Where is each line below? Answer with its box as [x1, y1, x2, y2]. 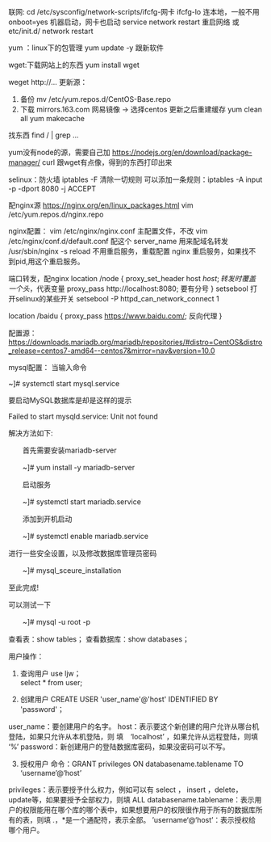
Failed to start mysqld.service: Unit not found [8, 411, 159, 421]
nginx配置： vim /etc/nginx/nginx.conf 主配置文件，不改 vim [8, 226, 208, 236]
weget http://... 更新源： [8, 78, 88, 86]
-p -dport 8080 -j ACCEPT [8, 184, 97, 193]
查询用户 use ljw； [19, 669, 81, 678]
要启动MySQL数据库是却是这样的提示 [8, 395, 132, 405]
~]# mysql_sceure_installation [22, 566, 122, 575]
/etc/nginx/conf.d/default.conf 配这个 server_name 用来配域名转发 [8, 237, 228, 246]
